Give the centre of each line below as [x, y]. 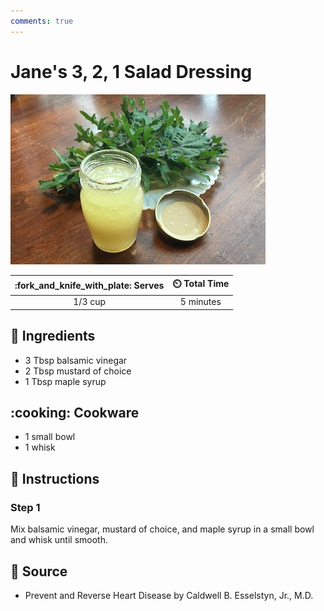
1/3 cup [90, 302]
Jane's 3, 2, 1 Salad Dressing [131, 71]
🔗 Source [39, 571]
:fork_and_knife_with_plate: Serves [89, 285]
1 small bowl [50, 437]
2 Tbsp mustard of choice [78, 371]
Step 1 [25, 507]
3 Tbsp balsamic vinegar [76, 360]
